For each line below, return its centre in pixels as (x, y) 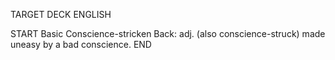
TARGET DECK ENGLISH (61, 14)
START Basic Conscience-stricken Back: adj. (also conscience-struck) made (168, 33)
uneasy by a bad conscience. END (81, 44)
